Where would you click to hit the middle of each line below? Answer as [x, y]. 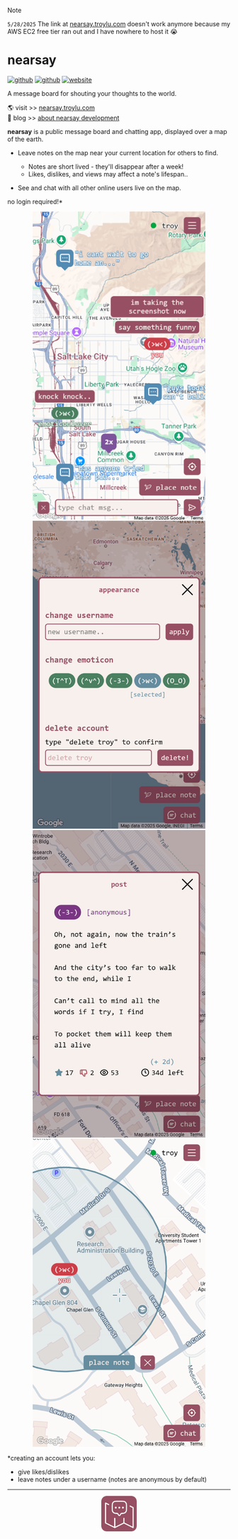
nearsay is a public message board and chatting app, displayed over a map [117, 131]
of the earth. [25, 139]
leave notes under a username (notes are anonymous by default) [112, 1479]
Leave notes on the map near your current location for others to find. [118, 152]
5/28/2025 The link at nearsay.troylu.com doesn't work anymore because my [119, 24]
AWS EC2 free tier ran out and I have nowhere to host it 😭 [93, 32]
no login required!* [35, 201]
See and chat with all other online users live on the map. [100, 188]
